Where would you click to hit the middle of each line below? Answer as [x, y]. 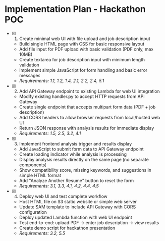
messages [30, 75]
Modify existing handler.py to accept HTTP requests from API [82, 96]
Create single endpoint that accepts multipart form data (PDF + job [87, 107]
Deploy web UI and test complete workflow [63, 196]
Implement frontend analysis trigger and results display [76, 144]
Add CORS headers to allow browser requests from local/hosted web [90, 117]
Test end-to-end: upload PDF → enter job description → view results [89, 222]
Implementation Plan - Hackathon [75, 9]
